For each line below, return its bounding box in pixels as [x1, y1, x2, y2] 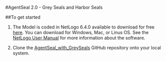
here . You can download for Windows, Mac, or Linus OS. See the [12, 29, 149, 35]
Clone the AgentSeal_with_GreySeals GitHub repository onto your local [12, 45, 161, 50]
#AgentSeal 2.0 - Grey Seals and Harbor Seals [5, 5, 103, 10]
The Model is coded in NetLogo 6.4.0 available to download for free [12, 24, 155, 30]
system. [12, 50, 30, 56]
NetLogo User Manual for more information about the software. [12, 35, 146, 41]
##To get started [5, 14, 41, 20]
